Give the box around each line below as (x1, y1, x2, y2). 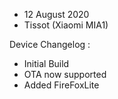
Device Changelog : (9, 39, 91, 50)
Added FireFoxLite (23, 79, 100, 91)
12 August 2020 (23, 9, 90, 20)
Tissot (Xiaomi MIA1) (23, 19, 109, 31)
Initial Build (23, 58, 70, 69)
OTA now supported (23, 69, 107, 80)
